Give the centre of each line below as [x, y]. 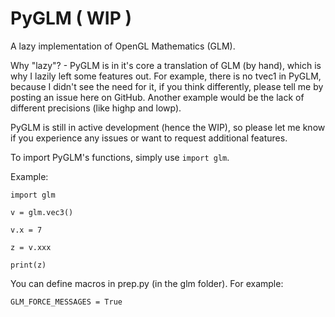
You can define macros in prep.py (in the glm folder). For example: [147, 283]
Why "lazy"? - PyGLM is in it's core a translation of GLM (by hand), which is [166, 65]
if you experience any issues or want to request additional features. [149, 138]
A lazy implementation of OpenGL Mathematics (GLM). [123, 46]
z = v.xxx [31, 247]
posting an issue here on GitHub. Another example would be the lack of [157, 97]
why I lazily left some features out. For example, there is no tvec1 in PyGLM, [166, 76]
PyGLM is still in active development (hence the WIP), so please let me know [168, 127]
